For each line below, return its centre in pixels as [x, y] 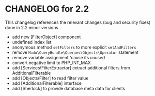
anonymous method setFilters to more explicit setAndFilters [74, 47]
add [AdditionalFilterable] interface [47, 83]
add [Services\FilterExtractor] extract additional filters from [71, 68]
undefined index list [32, 42]
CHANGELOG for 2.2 [47, 9]
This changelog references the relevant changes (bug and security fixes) [78, 22]
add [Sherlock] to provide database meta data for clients [68, 88]
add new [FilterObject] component [46, 37]
